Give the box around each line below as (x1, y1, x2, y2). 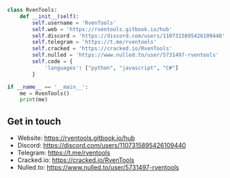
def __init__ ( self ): (19, 12, 79, 20)
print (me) (19, 96, 49, 103)
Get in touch (7, 115, 61, 127)
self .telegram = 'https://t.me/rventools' (32, 39, 157, 46)
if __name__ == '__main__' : (7, 83, 89, 90)
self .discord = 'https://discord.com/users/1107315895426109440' (32, 32, 226, 39)
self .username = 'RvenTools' (32, 19, 117, 26)
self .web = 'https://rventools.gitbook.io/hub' (32, 26, 172, 33)
